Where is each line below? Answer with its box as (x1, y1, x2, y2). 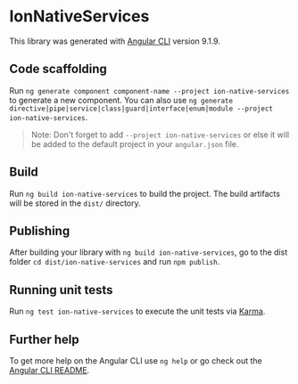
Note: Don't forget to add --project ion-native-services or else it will (30, 129, 290, 140)
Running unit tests (9, 282, 113, 298)
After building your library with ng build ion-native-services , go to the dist (9, 247, 288, 257)
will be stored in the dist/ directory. (9, 198, 141, 208)
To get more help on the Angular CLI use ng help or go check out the (9, 355, 262, 366)
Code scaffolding (9, 61, 107, 77)
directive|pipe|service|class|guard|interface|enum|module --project (9, 104, 274, 113)
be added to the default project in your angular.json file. (30, 138, 239, 149)
